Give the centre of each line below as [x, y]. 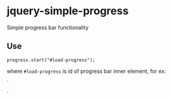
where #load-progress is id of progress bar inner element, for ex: [86, 71]
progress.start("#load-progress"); [51, 60]
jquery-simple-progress [68, 11]
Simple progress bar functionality [48, 27]
